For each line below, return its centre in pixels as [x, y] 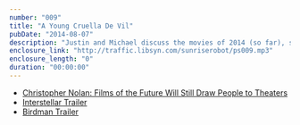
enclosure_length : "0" [51, 59]
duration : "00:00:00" [50, 68]
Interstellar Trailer [54, 102]
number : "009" [36, 17]
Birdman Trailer [50, 112]
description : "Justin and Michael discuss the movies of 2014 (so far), [147, 42]
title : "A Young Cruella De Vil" [71, 26]
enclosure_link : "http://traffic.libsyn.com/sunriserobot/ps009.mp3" [142, 51]
